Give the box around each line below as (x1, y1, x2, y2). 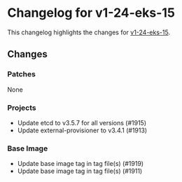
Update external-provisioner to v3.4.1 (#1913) (17, 126, 148, 134)
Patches (7, 69, 36, 79)
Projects (7, 103, 36, 113)
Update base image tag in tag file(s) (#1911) (17, 167, 143, 176)
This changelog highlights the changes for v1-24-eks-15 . (7, 28, 170, 36)
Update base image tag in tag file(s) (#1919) (17, 160, 144, 168)
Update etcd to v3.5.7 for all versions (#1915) (17, 118, 147, 127)
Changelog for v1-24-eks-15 (7, 5, 175, 21)
